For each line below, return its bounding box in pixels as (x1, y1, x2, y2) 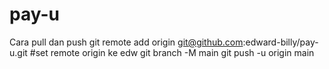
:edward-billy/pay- (242, 36, 319, 48)
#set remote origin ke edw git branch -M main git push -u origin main (29, 46, 315, 58)
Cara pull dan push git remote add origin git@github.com (9, 36, 244, 48)
